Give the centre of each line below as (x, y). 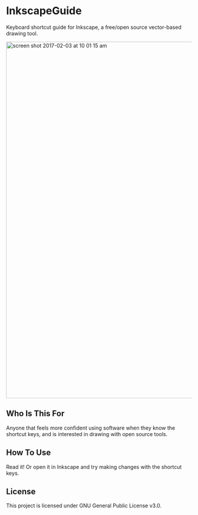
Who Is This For (35, 414)
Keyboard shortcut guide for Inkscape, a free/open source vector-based (94, 27)
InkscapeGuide (44, 11)
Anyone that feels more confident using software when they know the (91, 428)
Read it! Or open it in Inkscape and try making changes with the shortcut (94, 467)
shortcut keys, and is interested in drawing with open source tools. (87, 434)
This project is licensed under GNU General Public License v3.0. (84, 506)
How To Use (29, 453)
